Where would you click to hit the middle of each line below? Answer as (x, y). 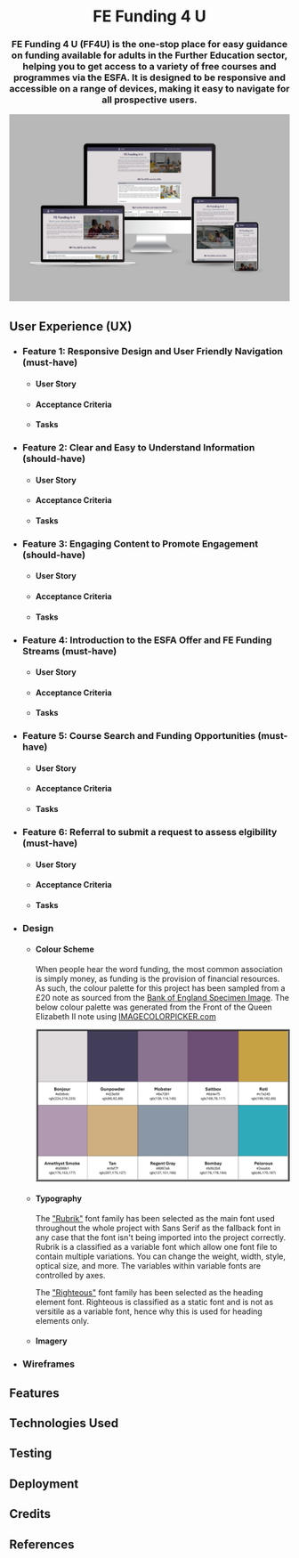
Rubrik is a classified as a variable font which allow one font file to (156, 1246)
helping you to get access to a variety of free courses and (149, 67)
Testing (31, 1453)
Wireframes (48, 1364)
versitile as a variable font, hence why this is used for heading (149, 1311)
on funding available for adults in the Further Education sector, (149, 55)
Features (34, 1393)
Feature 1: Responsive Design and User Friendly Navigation (152, 352)
